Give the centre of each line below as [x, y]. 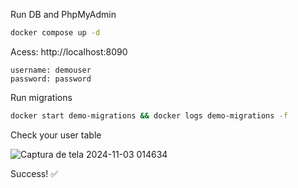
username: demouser [51, 70]
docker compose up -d [55, 33]
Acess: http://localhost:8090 [69, 51]
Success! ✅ [34, 173]
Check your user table [56, 135]
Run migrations [41, 97]
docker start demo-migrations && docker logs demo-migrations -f [149, 115]
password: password [51, 79]
